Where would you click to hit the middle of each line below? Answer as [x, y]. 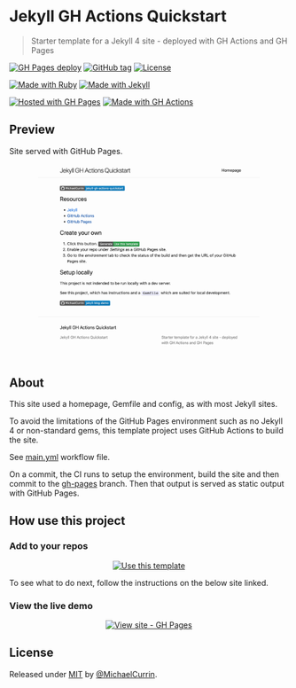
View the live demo [51, 606]
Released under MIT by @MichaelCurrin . [83, 674]
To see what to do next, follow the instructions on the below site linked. [139, 582]
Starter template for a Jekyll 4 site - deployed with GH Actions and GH [159, 41]
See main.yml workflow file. [60, 457]
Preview [32, 130]
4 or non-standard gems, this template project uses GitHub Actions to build [146, 430]
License [31, 653]
